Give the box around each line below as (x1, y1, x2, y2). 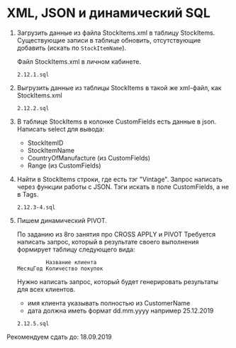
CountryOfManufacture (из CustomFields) (27, 153, 150, 162)
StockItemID (27, 138, 64, 147)
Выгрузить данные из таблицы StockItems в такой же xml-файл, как (16, 83, 222, 92)
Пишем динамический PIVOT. (16, 216, 107, 224)
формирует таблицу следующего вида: (16, 245, 135, 254)
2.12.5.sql (16, 320, 50, 327)
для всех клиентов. (16, 285, 76, 293)
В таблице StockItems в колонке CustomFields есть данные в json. (16, 117, 217, 126)
